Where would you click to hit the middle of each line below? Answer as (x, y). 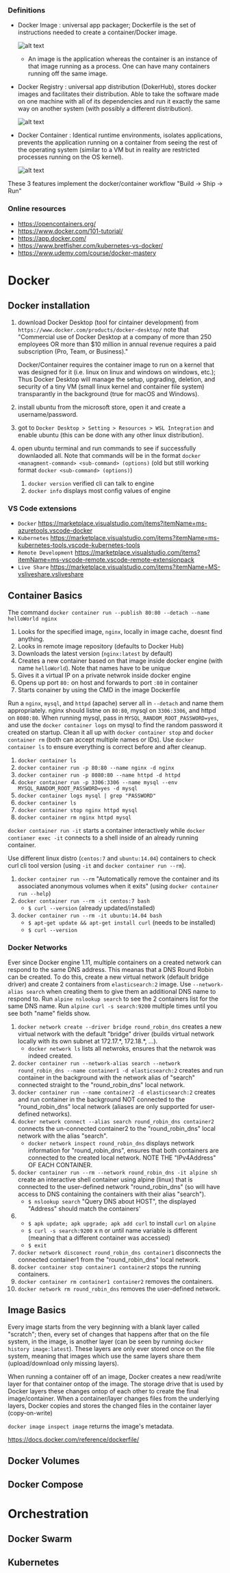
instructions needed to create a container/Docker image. (97, 32)
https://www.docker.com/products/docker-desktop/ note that (103, 329)
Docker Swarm (40, 1539)
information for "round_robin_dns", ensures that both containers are (123, 1150)
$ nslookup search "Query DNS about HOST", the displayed (112, 1201)
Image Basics (37, 1310)
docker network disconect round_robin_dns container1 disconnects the (119, 1252)
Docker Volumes (44, 1461)
